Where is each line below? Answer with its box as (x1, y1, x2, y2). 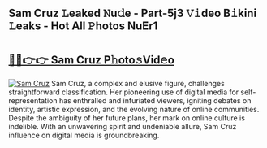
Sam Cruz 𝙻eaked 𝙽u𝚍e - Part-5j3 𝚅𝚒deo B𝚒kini (8, 7, 257, 20)
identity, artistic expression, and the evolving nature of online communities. (8, 105, 260, 114)
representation (8, 96, 58, 105)
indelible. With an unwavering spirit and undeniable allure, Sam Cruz (8, 122, 237, 131)
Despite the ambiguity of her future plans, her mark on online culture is (8, 113, 246, 123)
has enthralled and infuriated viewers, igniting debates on (58, 96, 252, 105)
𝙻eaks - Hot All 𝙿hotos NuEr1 (8, 20, 158, 33)
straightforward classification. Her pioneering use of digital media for (8, 87, 239, 97)
